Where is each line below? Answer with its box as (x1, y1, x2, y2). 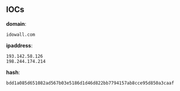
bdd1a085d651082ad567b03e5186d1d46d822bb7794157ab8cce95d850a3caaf (6, 80, 175, 86)
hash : (6, 69, 21, 76)
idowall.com (6, 32, 35, 38)
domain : (6, 20, 26, 27)
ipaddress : (6, 42, 33, 49)
